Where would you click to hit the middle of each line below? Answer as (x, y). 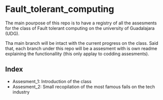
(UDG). (12, 33)
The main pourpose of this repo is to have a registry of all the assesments (81, 23)
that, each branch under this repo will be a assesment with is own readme (81, 48)
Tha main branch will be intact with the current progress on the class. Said (82, 43)
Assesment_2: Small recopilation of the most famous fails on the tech (83, 87)
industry (21, 92)
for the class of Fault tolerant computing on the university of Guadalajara (80, 28)
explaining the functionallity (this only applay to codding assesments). (77, 54)
